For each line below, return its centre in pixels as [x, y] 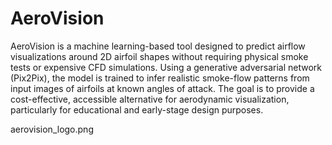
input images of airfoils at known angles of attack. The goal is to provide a [162, 88]
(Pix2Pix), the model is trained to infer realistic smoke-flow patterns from [160, 78]
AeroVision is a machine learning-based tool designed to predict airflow [158, 46]
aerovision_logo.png [52, 129]
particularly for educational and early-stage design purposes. [137, 109]
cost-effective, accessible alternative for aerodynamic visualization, [150, 99]
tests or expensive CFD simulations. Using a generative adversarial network [166, 67]
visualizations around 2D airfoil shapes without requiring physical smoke [159, 56]
